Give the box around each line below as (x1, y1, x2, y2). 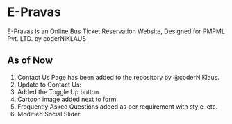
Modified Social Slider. (17, 109, 82, 118)
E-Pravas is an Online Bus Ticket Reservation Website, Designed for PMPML (7, 27, 226, 35)
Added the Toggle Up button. (17, 87, 101, 96)
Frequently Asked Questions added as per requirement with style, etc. (17, 102, 218, 111)
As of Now (7, 55, 53, 67)
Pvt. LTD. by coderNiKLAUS (7, 34, 87, 42)
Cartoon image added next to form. (17, 95, 118, 103)
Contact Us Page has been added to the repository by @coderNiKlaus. (17, 73, 220, 81)
